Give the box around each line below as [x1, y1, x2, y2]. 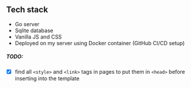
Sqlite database [14, 27, 54, 34]
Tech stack [6, 5, 48, 15]
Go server [14, 20, 40, 27]
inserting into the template [14, 74, 79, 82]
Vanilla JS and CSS [14, 33, 62, 40]
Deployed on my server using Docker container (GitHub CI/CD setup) [14, 39, 185, 46]
